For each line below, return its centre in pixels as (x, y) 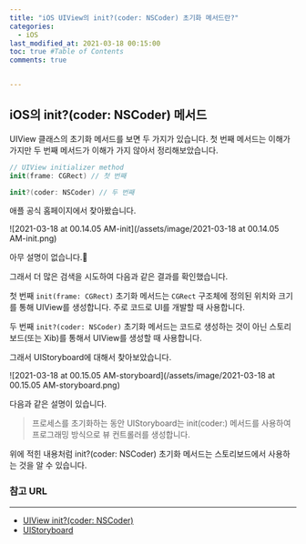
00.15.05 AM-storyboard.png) (65, 385)
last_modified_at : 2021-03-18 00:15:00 (85, 43)
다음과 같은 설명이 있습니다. (58, 404)
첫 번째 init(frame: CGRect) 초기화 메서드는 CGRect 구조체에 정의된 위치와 (143, 296)
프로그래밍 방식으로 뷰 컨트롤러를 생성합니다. (111, 435)
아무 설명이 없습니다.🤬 (49, 257)
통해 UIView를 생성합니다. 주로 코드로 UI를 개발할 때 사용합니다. (132, 307)
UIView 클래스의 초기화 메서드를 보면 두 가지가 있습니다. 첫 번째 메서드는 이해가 (150, 138)
